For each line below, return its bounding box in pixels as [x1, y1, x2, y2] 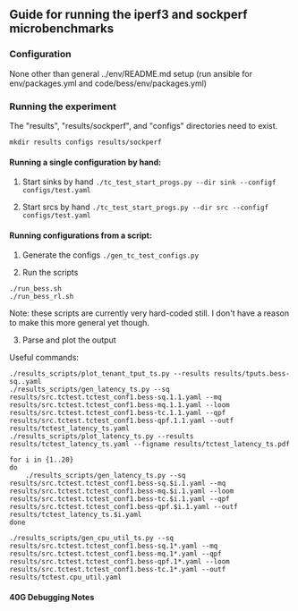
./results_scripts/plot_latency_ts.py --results [9, 432, 194, 441]
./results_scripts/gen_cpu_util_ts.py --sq [9, 534, 175, 543]
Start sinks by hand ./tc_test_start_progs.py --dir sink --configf [21, 176, 277, 187]
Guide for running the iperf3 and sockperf [9, 7, 248, 22]
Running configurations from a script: [9, 230, 152, 241]
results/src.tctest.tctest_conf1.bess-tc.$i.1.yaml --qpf [9, 495, 230, 504]
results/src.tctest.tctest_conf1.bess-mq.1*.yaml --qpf [9, 549, 222, 558]
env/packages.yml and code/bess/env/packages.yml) [9, 78, 208, 89]
